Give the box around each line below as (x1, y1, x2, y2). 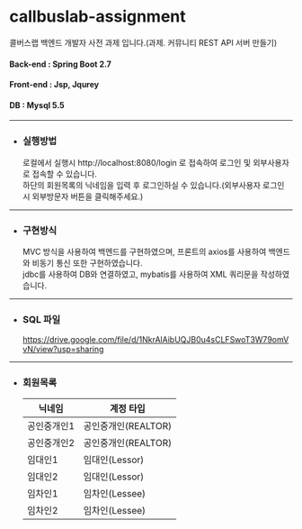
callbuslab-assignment (9, 6, 186, 27)
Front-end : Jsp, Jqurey (9, 79, 100, 90)
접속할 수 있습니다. (31, 169, 97, 179)
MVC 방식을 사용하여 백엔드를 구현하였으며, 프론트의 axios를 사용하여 (22, 246, 267, 257)
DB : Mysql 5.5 (9, 99, 65, 110)
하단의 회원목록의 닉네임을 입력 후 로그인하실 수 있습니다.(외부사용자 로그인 (22, 179, 285, 190)
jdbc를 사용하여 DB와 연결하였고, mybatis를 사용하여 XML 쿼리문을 (22, 269, 259, 279)
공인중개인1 (26, 419, 75, 432)
